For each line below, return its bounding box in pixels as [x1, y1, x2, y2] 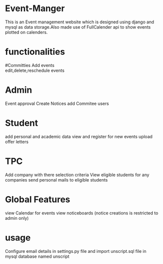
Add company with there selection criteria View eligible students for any [5, 172, 149, 178]
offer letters [5, 139, 29, 145]
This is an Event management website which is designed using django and [5, 19, 154, 25]
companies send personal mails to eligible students [5, 177, 108, 182]
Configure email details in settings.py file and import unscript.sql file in [5, 248, 147, 254]
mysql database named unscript [5, 253, 70, 259]
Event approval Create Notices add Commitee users [5, 100, 109, 106]
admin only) [5, 215, 29, 221]
